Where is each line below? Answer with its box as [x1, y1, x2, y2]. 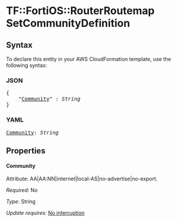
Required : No [6, 187, 38, 194]
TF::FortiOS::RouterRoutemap [6, 4, 155, 18]
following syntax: [6, 62, 47, 69]
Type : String [6, 198, 36, 205]
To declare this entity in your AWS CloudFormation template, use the [6, 56, 171, 62]
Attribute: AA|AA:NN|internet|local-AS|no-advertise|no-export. [6, 175, 158, 183]
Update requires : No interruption [6, 210, 85, 217]
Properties [6, 146, 46, 156]
